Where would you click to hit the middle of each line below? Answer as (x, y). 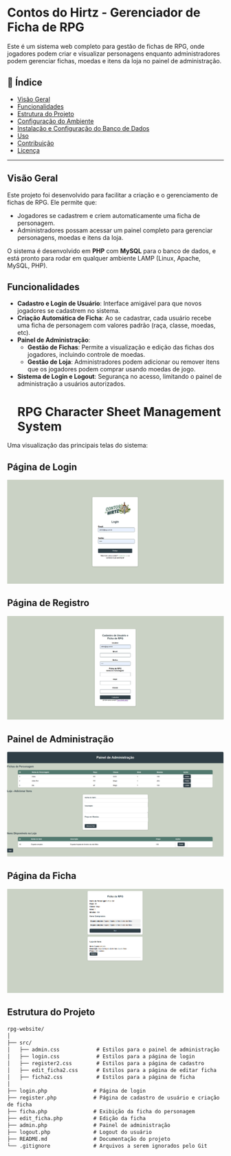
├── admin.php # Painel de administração (89, 1125)
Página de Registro (48, 603)
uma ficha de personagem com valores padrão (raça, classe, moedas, (116, 325)
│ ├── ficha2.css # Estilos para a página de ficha (101, 1077)
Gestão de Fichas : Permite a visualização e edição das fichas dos (121, 347)
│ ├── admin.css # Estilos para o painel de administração (113, 1049)
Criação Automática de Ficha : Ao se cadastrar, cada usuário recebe (114, 318)
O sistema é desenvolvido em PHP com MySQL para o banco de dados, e (112, 251)
